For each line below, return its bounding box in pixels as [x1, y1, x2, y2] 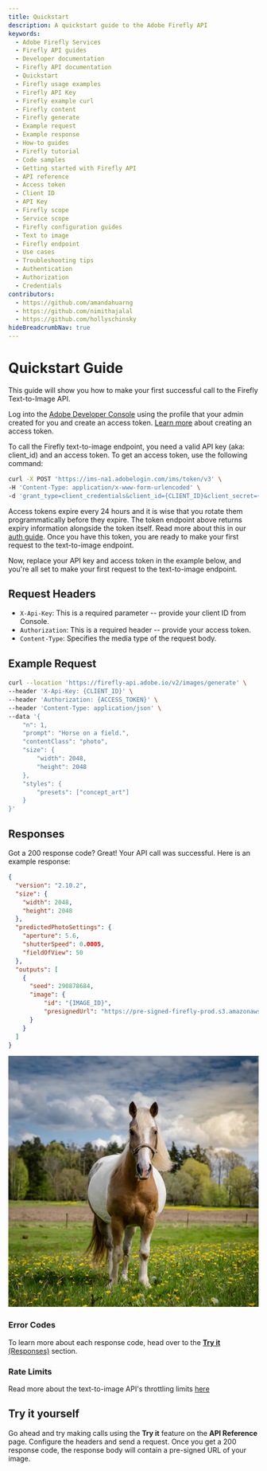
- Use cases [15, 248, 56, 257]
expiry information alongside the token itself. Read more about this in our [8, 523, 246, 533]
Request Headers [8, 586, 96, 601]
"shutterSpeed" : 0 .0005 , [22, 940, 105, 948]
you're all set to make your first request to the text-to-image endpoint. [8, 564, 238, 574]
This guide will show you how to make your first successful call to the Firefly [8, 385, 258, 394]
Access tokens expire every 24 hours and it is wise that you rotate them [8, 506, 243, 516]
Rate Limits [8, 1366, 52, 1377]
